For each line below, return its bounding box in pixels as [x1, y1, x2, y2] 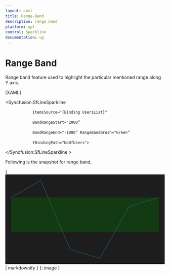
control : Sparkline [5, 29, 47, 35]
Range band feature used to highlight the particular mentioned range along [5, 74, 161, 80]
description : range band [5, 19, 58, 24]
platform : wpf [5, 24, 35, 29]
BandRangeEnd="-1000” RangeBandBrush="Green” [32, 130, 130, 135]
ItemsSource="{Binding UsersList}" [32, 110, 108, 115]
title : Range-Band [5, 13, 44, 19]
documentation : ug [5, 35, 44, 40]
